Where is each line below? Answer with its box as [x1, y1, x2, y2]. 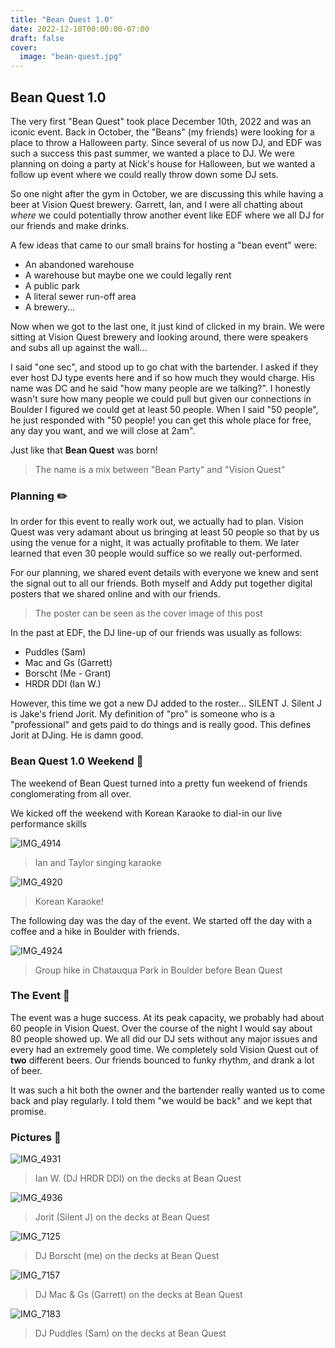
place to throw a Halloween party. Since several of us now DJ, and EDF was [10, 136, 322, 148]
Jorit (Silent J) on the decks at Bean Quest [34, 1211, 210, 1223]
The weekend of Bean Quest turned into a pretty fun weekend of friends [10, 777, 308, 789]
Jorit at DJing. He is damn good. [10, 729, 144, 741]
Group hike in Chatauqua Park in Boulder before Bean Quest [34, 964, 283, 976]
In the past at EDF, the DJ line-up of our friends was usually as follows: [10, 627, 303, 639]
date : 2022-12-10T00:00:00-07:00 [10, 24, 150, 34]
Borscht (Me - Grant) [24, 667, 112, 680]
